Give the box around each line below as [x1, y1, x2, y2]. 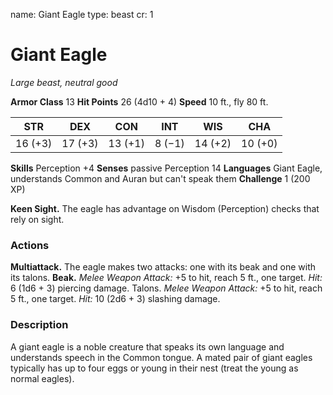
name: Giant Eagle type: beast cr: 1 [10, 9, 154, 20]
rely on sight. [10, 213, 65, 225]
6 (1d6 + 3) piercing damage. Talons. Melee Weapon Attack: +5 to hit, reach [10, 282, 323, 294]
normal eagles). [10, 372, 75, 384]
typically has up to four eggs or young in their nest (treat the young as [10, 362, 299, 374]
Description [10, 318, 69, 332]
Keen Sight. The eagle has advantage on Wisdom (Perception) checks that [10, 202, 320, 214]
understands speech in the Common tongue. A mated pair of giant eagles [10, 351, 313, 363]
